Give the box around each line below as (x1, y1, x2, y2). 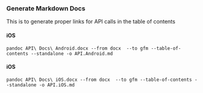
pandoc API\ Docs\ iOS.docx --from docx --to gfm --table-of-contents (6, 77, 192, 83)
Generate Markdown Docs (6, 4, 85, 13)
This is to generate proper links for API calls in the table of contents (6, 18, 176, 25)
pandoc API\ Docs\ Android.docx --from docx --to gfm (6, 45, 149, 51)
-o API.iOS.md (38, 82, 75, 88)
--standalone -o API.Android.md (30, 50, 113, 57)
